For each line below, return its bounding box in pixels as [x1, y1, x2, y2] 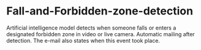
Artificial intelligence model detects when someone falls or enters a [6, 24, 176, 31]
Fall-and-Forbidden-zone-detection [6, 4, 194, 18]
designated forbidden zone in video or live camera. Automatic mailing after [6, 30, 195, 37]
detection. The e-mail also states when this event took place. [6, 37, 161, 44]
